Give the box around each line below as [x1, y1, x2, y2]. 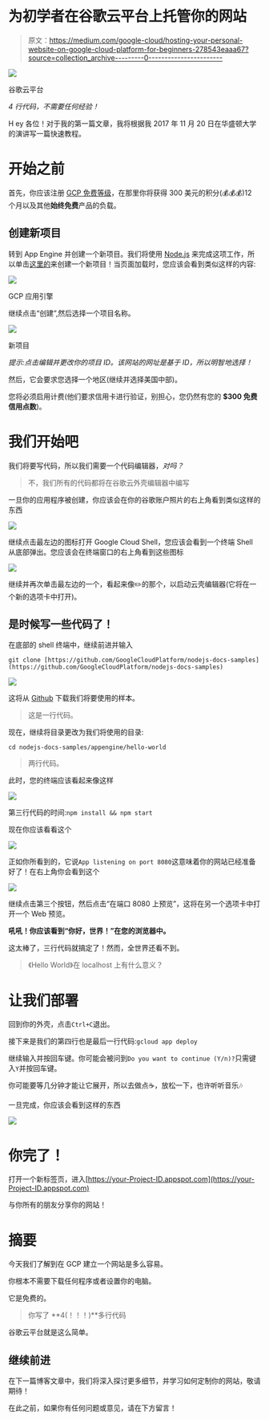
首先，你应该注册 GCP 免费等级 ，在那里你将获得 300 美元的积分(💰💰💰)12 [8, 188, 252, 197]
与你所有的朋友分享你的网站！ [8, 1200, 106, 1210]
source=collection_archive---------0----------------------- [27, 53, 223, 63]
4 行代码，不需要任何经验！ [8, 101, 99, 111]
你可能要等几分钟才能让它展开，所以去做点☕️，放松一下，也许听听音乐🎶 [8, 1080, 243, 1090]
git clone [8, 656, 42, 665]
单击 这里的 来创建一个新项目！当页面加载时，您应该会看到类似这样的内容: [14, 258, 256, 269]
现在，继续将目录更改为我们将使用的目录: [8, 727, 144, 737]
